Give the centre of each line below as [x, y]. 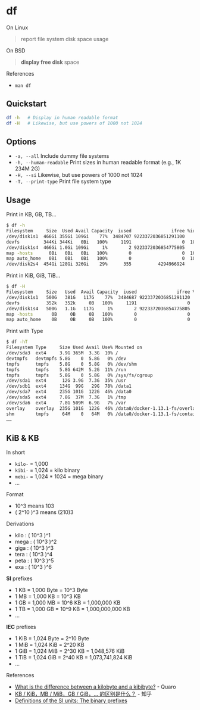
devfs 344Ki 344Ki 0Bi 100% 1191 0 [96, 242]
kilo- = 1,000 [32, 464]
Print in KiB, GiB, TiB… [33, 276]
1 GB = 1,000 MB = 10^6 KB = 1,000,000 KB [68, 603]
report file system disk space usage [65, 39]
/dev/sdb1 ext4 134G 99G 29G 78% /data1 [69, 386]
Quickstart [26, 104]
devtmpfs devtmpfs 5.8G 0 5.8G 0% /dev [66, 359]
